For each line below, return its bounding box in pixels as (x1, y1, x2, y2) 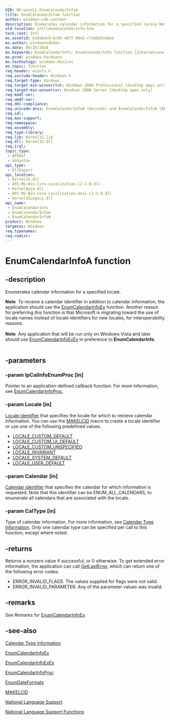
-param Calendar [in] (5, 472, 58, 479)
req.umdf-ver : (5, 97, 35, 102)
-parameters (5, 356, 46, 365)
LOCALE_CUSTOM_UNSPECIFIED (12, 444, 82, 450)
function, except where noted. (5, 530, 68, 536)
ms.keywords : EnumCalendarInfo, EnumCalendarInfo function (5, 50, 133, 55)
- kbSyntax (7, 158, 30, 163)
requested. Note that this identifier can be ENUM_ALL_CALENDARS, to (5, 489, 152, 495)
